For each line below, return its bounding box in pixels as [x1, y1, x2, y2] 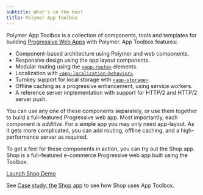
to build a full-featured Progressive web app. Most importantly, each [6, 114, 178, 121]
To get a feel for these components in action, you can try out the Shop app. [6, 145, 195, 152]
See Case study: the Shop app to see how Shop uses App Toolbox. [6, 182, 175, 189]
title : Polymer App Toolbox [6, 15, 78, 21]
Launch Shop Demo [6, 169, 56, 177]
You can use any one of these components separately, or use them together [6, 107, 198, 114]
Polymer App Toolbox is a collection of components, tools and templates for [6, 31, 197, 39]
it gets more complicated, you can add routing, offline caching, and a [6, 127, 180, 134]
